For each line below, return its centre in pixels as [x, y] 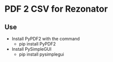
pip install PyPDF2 [37, 44]
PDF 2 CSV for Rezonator [56, 9]
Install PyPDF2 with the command [46, 39]
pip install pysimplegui [41, 54]
